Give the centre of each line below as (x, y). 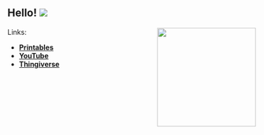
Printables (36, 47)
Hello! (22, 13)
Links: (17, 32)
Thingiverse (39, 64)
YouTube (33, 55)
